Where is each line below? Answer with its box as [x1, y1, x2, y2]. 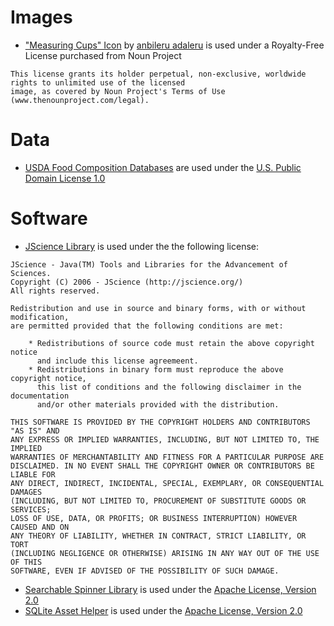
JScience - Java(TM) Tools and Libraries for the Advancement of [10, 259, 288, 270]
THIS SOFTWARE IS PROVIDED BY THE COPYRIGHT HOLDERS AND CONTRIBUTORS [10, 417, 311, 427]
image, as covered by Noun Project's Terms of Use [10, 86, 226, 96]
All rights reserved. [10, 286, 101, 296]
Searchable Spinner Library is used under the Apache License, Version [24, 583, 317, 595]
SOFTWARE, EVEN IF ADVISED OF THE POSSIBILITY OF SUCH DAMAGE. [10, 566, 280, 576]
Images [10, 6, 73, 29]
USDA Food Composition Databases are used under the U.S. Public [24, 161, 302, 173]
